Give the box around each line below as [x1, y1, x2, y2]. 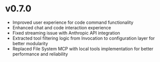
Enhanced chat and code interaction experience [12, 24, 111, 30]
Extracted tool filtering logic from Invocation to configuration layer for [12, 35, 155, 41]
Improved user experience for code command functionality [12, 19, 134, 25]
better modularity [12, 40, 48, 46]
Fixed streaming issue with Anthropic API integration [12, 30, 121, 36]
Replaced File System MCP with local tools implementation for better [12, 46, 154, 52]
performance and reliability [12, 51, 68, 57]
